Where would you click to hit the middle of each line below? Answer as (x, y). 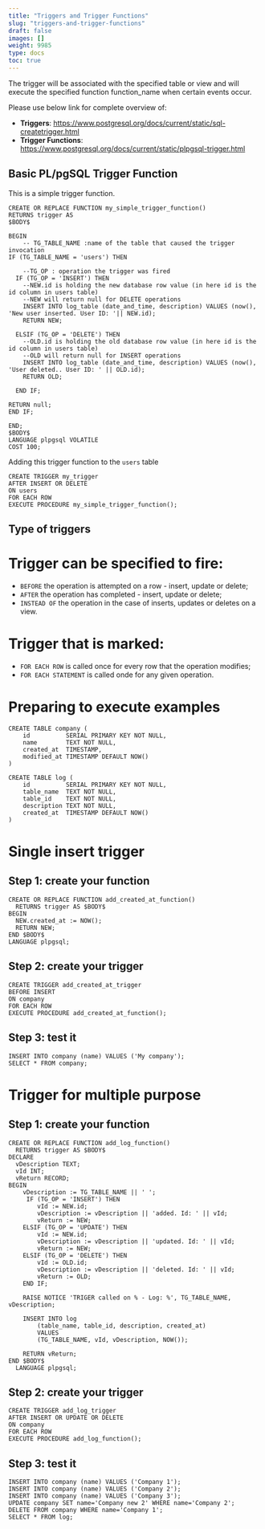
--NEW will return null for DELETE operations (102, 299)
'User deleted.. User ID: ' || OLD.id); (77, 369)
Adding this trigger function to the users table (84, 462)
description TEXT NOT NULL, (69, 805)
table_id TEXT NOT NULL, (69, 799)
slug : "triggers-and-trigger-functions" (77, 23)
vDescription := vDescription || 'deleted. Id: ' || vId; (136, 1270)
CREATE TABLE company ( (48, 728)
